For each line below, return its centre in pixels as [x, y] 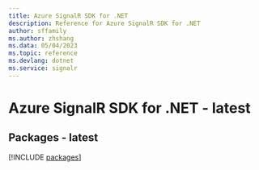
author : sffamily [38, 31]
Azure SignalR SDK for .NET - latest [129, 108]
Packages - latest [53, 138]
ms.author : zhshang [41, 38]
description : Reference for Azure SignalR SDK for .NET [104, 23]
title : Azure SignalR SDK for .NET [68, 16]
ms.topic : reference [43, 53]
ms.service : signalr [43, 68]
